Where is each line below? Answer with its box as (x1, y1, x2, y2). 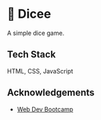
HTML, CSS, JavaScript (7, 67, 74, 75)
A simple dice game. (7, 29, 65, 37)
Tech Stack (7, 49, 56, 60)
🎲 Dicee (7, 6, 51, 22)
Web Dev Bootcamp (16, 105, 74, 113)
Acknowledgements (7, 87, 95, 99)
